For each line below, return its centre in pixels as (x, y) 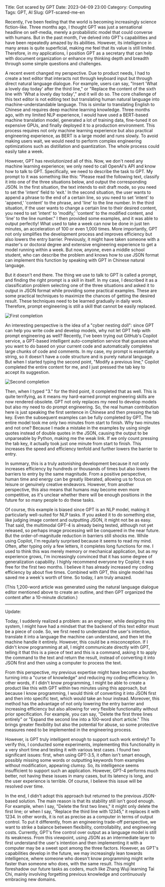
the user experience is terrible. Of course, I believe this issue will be (74, 781)
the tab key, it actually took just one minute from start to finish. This (73, 443)
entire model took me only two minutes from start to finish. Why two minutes (82, 423)
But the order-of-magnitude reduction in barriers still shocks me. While (77, 536)
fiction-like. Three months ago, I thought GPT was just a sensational (74, 27)
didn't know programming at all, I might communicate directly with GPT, (78, 647)
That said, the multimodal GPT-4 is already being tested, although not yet (79, 525)
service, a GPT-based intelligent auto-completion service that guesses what (82, 341)
